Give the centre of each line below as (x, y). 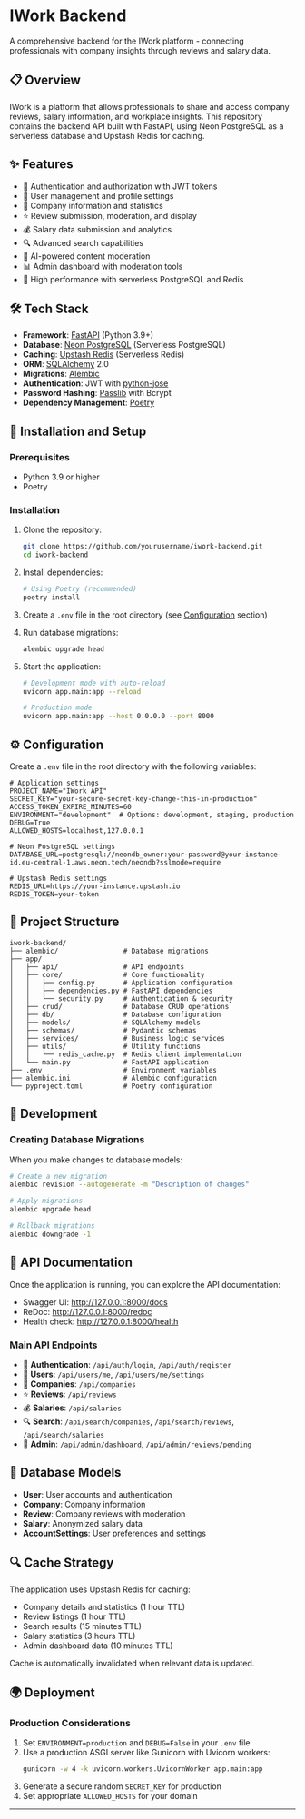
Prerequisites (39, 457)
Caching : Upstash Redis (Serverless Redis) (103, 354)
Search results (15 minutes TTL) (82, 1626)
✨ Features (41, 164)
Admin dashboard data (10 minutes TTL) (98, 1646)
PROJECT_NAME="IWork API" (58, 791)
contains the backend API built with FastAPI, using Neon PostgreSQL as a (147, 126)
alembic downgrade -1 (50, 1234)
